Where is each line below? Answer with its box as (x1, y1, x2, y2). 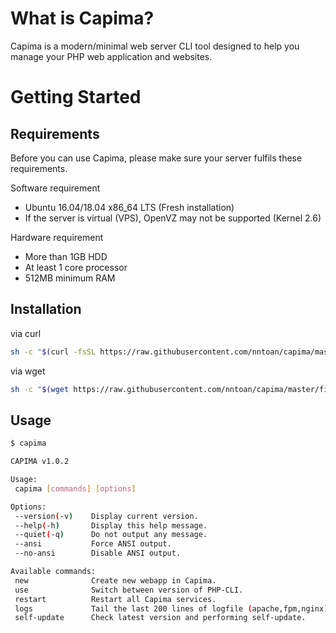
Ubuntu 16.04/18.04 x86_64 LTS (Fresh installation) (24, 201, 235, 213)
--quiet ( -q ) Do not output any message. (14, 530, 208, 540)
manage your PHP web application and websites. (10, 50, 213, 62)
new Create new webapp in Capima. (14, 575, 217, 586)
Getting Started (10, 86, 142, 109)
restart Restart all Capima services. (14, 594, 217, 604)
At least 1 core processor (24, 261, 128, 273)
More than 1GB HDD (24, 250, 108, 262)
